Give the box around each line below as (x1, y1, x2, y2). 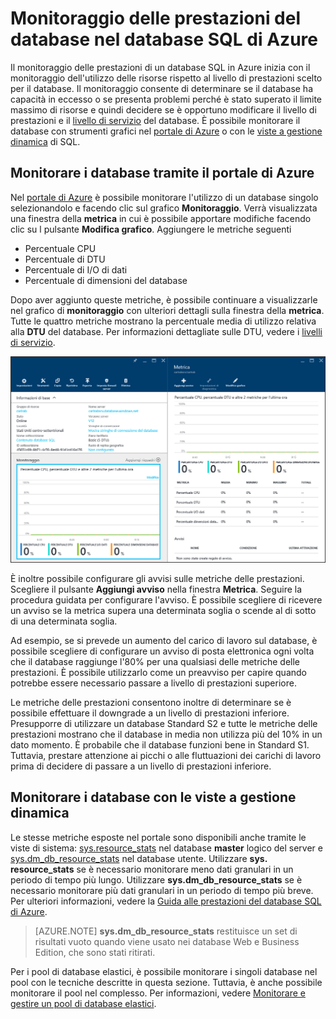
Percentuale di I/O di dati (24, 263, 128, 276)
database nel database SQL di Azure (10, 28, 318, 51)
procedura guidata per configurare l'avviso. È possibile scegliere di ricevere (10, 594, 323, 606)
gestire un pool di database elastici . (10, 997, 157, 1009)
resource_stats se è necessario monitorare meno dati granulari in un (10, 863, 294, 875)
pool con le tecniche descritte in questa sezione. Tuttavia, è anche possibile (10, 976, 323, 988)
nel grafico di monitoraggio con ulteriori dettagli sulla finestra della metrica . (10, 304, 325, 316)
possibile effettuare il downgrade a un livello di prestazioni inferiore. (10, 707, 290, 719)
